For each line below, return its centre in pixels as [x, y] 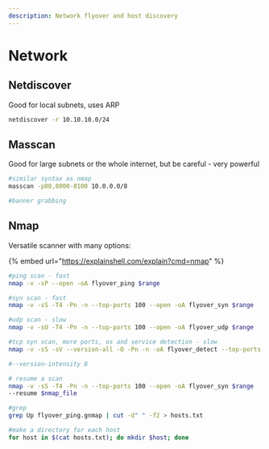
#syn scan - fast [37, 298]
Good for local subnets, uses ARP [64, 105]
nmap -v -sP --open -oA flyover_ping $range [84, 283]
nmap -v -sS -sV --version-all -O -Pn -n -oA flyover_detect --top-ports [135, 349]
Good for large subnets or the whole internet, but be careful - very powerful [134, 164]
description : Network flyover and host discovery [93, 16]
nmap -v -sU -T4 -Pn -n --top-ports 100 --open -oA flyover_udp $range [131, 327]
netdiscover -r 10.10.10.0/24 [59, 119]
